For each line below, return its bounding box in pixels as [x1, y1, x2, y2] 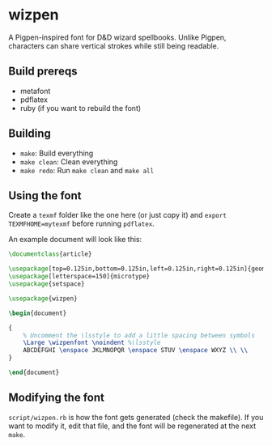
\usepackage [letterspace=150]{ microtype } [8, 273, 151, 281]
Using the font [8, 189, 82, 202]
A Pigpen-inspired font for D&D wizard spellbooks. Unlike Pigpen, [8, 32, 227, 42]
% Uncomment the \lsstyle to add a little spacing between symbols [23, 331, 255, 339]
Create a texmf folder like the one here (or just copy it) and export [8, 210, 227, 220]
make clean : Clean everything [19, 156, 118, 167]
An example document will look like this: [8, 235, 142, 244]
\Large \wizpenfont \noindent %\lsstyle [23, 338, 161, 347]
